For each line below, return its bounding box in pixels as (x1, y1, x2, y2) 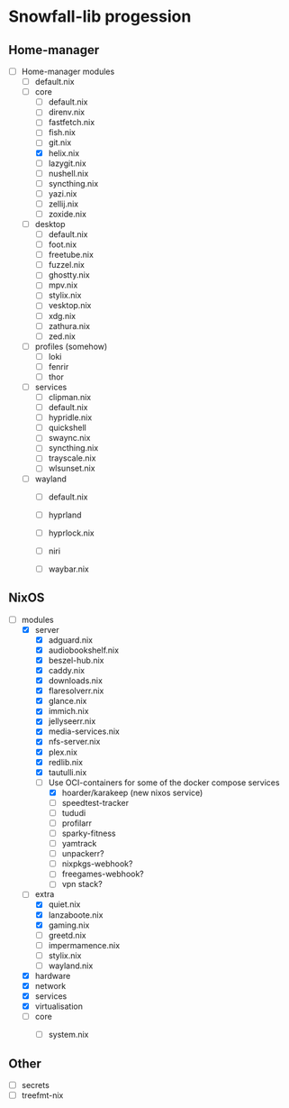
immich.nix (48, 706, 89, 717)
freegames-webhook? (61, 868, 145, 880)
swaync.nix (48, 433, 91, 444)
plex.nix (48, 746, 78, 757)
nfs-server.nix (48, 737, 101, 747)
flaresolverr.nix (48, 685, 104, 696)
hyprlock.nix (48, 527, 95, 538)
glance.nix (48, 696, 87, 707)
